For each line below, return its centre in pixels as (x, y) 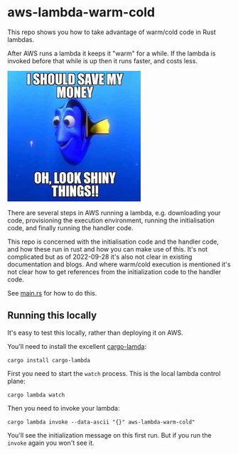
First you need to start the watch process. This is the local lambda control (114, 373)
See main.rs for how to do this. (52, 293)
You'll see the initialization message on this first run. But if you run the (109, 435)
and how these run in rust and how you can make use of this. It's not (108, 249)
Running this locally (52, 316)
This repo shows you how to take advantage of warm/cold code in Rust (112, 32)
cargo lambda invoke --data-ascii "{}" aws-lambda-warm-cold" (101, 422)
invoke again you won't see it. (51, 443)
